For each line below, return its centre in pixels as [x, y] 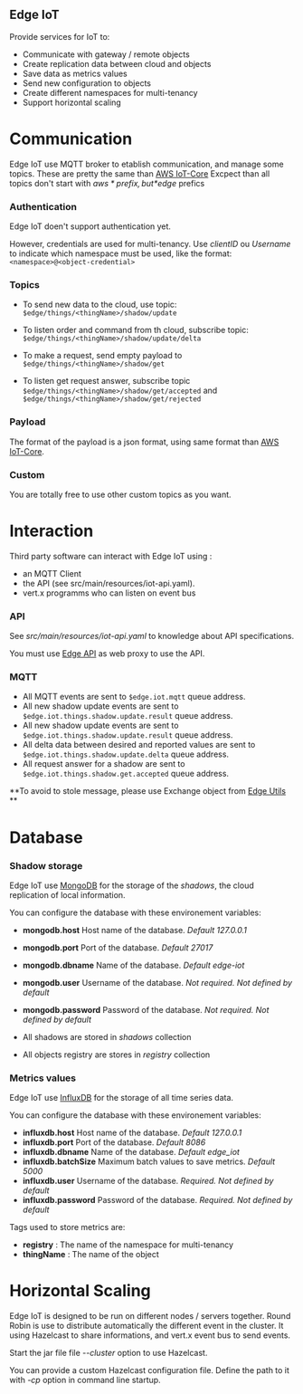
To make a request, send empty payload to [102, 356]
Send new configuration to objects [87, 83]
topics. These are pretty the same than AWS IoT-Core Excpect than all [140, 173]
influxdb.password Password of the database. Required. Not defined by [157, 1200]
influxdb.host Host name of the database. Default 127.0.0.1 [132, 1133]
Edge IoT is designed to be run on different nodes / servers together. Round [150, 1316]
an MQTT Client [52, 573]
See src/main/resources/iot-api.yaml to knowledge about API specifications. [152, 636]
